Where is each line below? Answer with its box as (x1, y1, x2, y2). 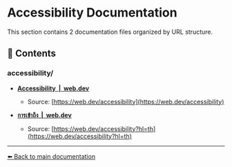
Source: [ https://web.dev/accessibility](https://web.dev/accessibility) (27, 97, 224, 106)
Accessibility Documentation (7, 5, 177, 21)
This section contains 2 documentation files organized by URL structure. (7, 28, 213, 36)
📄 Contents (7, 48, 57, 59)
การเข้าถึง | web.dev (17, 110, 72, 119)
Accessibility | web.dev (17, 84, 90, 92)
